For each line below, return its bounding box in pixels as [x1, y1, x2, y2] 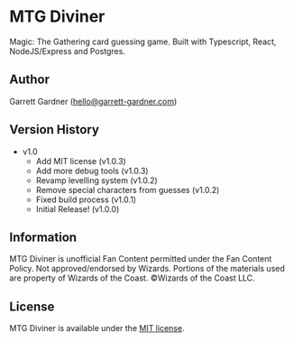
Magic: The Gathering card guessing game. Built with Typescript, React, [9, 36, 277, 47]
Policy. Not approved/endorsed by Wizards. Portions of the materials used [9, 263, 286, 274]
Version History [9, 122, 99, 137]
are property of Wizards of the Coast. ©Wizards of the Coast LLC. [9, 273, 255, 283]
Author [9, 72, 50, 88]
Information [9, 229, 78, 245]
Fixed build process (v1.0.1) [35, 194, 137, 205]
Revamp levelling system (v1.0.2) [35, 174, 158, 186]
